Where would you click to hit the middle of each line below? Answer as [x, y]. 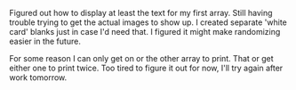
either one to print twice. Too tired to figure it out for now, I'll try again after [146, 68]
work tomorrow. [38, 78]
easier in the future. [45, 41]
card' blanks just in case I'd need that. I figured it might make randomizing [145, 32]
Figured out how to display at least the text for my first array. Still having [141, 13]
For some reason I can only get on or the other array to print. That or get [141, 58]
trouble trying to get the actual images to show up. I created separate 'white [148, 22]
